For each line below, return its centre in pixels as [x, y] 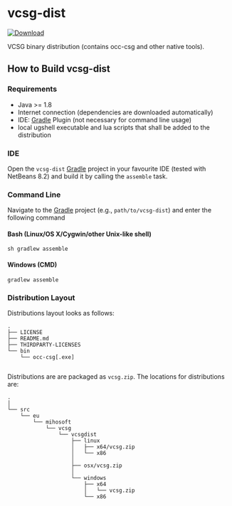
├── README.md [28, 338]
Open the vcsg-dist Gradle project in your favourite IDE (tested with [107, 168]
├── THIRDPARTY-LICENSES [44, 345]
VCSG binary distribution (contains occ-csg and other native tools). [106, 46]
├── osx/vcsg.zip [96, 465]
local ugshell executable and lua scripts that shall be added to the [114, 127]
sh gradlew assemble [38, 249]
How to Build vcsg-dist [59, 69]
